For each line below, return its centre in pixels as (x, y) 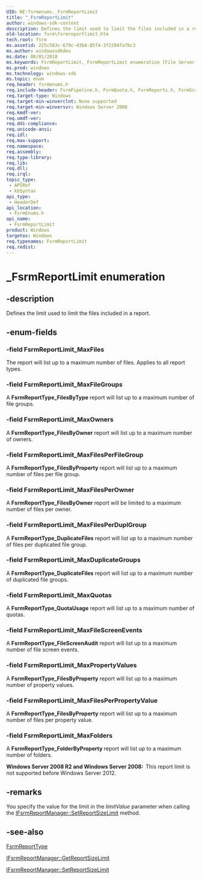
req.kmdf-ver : (24, 113)
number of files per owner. (39, 509)
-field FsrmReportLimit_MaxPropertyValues (72, 665)
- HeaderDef (24, 202)
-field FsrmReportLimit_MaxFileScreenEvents (74, 630)
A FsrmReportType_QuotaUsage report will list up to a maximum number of (100, 608)
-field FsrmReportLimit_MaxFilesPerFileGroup (75, 455)
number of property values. (40, 685)
